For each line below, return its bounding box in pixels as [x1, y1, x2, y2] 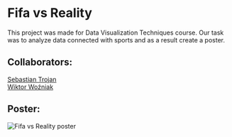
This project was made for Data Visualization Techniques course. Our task [7, 28, 224, 37]
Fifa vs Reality [7, 5, 92, 21]
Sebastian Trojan [7, 75, 57, 83]
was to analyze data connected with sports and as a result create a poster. [7, 35, 226, 44]
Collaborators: [7, 56, 73, 68]
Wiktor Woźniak [7, 83, 54, 91]
